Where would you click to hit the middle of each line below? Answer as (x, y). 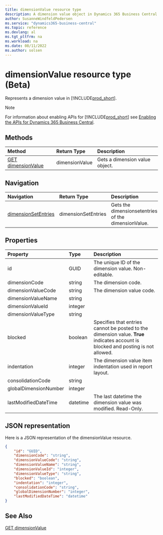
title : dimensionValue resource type (43, 10)
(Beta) (18, 85)
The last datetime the (118, 396)
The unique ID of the (117, 262)
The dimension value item (123, 360)
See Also (19, 516)
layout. (101, 372)
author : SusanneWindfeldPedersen (39, 19)
